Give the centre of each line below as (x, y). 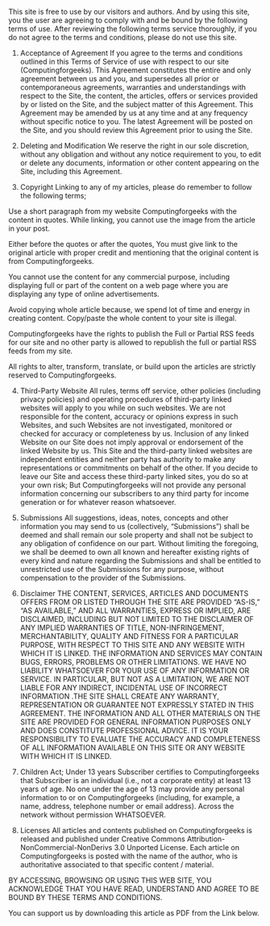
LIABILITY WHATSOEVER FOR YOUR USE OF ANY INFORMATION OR (135, 670)
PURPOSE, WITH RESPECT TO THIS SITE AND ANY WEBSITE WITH (132, 645)
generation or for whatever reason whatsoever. (98, 502)
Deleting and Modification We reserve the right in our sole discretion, (135, 146)
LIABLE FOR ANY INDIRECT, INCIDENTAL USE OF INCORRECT (124, 688)
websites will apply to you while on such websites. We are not (123, 408)
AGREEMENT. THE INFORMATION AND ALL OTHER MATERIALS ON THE (140, 713)
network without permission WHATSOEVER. (93, 815)
